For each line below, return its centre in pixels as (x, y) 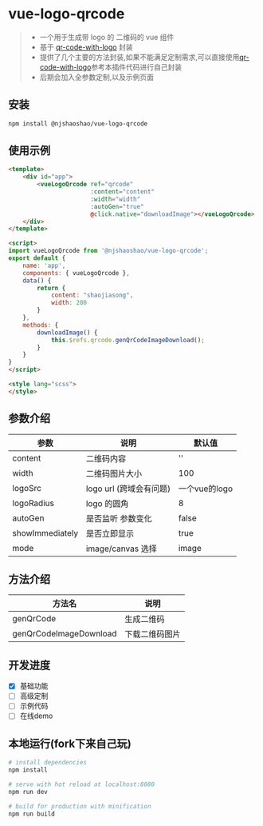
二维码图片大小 (114, 473)
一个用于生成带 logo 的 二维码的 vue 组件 (107, 37)
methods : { (41, 325)
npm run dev (28, 792)
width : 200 (69, 303)
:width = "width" (116, 199)
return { (51, 288)
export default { (37, 258)
